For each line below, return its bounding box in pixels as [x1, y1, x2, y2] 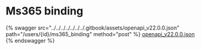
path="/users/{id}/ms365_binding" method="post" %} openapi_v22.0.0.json [5, 30, 195, 37]
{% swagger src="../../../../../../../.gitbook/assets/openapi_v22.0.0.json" [5, 24, 179, 31]
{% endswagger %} [5, 37, 55, 44]
